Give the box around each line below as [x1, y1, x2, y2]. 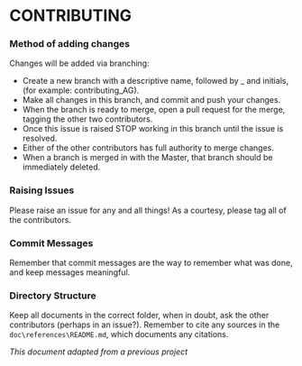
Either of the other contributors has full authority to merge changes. [22, 142, 275, 153]
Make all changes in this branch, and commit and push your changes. [22, 95, 281, 105]
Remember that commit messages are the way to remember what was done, [9, 258, 293, 269]
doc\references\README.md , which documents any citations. [9, 329, 229, 340]
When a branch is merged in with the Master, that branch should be [22, 152, 273, 163]
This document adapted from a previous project [9, 346, 188, 357]
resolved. [22, 133, 58, 144]
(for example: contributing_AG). [22, 85, 140, 96]
